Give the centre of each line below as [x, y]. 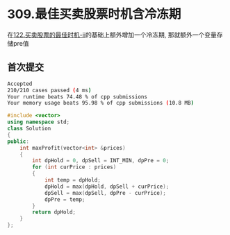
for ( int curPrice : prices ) [74, 167]
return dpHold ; [54, 212]
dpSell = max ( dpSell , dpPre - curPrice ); [105, 193]
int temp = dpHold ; [72, 180]
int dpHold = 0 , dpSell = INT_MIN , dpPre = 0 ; [101, 161]
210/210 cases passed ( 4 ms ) [49, 90]
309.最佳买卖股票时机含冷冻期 [94, 14]
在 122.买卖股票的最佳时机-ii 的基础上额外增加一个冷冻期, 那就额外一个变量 [112, 35]
